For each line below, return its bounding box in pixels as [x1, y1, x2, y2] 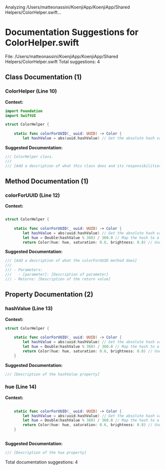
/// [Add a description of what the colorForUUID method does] [5, 258, 137, 263]
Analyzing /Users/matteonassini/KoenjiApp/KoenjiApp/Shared [5, 4, 130, 10]
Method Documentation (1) [5, 177, 89, 185]
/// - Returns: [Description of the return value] [5, 276, 111, 282]
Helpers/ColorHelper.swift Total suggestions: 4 [5, 59, 100, 65]
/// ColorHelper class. [5, 154, 54, 159]
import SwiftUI [5, 113, 36, 118]
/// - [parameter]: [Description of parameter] [5, 272, 109, 277]
